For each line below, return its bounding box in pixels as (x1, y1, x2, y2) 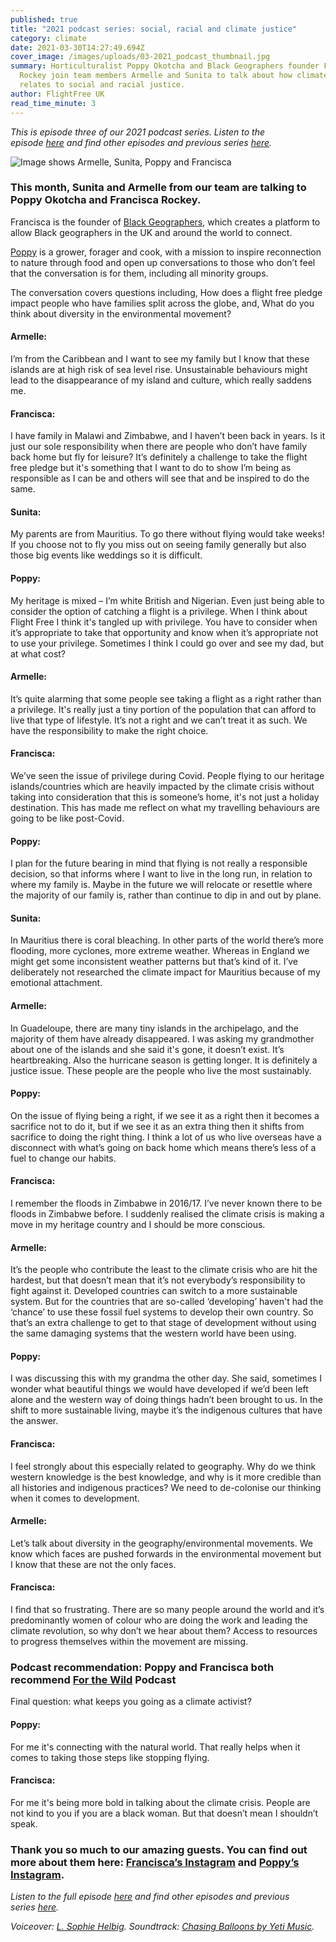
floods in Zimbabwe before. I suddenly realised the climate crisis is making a (10, 1208, 325, 1220)
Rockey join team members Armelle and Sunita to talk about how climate (19, 71, 329, 81)
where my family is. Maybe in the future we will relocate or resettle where (10, 879, 313, 891)
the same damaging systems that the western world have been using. (10, 1327, 297, 1340)
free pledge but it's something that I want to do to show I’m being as (10, 462, 292, 474)
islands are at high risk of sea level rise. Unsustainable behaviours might (10, 364, 308, 375)
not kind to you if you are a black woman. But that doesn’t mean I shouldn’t (10, 1807, 319, 1819)
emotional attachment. (10, 977, 103, 989)
